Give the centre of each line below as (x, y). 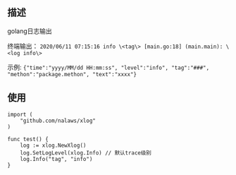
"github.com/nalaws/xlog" (58, 121)
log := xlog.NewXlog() (53, 145)
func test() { (28, 139)
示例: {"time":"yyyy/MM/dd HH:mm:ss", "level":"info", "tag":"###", (108, 67)
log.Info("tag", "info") (56, 159)
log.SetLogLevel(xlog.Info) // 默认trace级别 (86, 153)
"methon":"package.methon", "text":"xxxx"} (72, 74)
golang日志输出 (30, 31)
